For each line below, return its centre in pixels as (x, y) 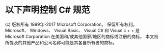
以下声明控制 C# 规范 (48, 10)
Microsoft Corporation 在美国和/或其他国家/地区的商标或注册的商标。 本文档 (82, 36)
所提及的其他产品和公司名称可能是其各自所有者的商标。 (61, 42)
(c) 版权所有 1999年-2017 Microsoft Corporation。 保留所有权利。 (71, 24)
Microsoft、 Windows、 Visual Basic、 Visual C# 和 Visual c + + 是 (72, 30)
